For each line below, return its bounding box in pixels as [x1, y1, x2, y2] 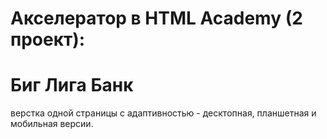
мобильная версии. [10, 118, 94, 130]
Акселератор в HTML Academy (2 [10, 7, 303, 30]
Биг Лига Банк [10, 74, 134, 97]
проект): [10, 28, 86, 51]
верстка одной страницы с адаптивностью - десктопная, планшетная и [10, 107, 317, 119]
